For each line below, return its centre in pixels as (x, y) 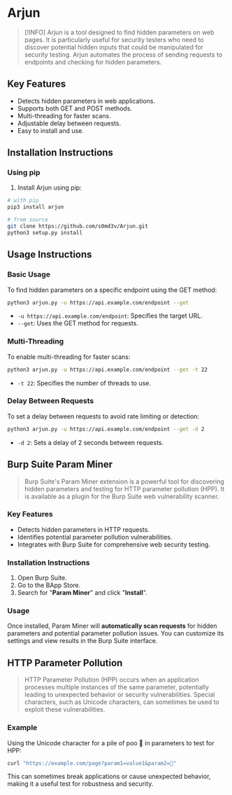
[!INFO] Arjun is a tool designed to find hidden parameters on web (119, 32)
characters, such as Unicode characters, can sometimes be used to (122, 702)
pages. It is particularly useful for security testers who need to (114, 39)
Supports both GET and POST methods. (75, 108)
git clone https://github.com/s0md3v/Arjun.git (78, 226)
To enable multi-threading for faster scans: (69, 357)
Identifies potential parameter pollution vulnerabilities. (95, 537)
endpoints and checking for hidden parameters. (93, 62)
